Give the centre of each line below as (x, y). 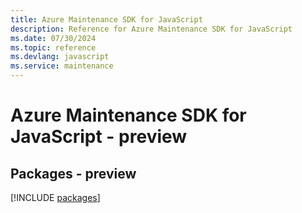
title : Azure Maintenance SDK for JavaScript (106, 19)
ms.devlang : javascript (60, 57)
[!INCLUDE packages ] (55, 197)
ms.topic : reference (53, 47)
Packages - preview (73, 173)
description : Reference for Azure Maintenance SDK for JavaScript (151, 29)
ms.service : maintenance (62, 66)
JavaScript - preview (99, 137)
